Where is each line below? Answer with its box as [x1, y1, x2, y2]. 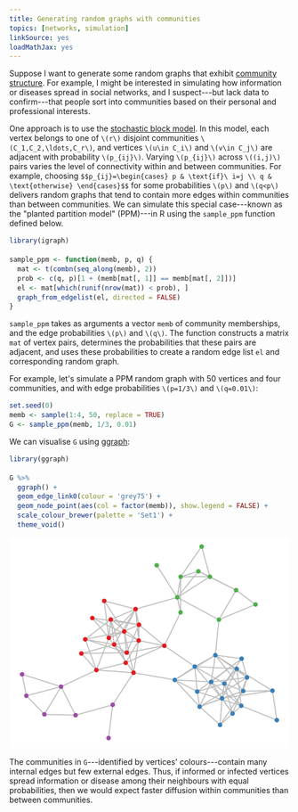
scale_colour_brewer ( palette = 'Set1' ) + [17, 511, 173, 521]
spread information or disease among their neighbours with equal [9, 775, 249, 786]
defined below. [9, 218, 64, 229]
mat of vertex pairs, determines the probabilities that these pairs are [9, 337, 256, 348]
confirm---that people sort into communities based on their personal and [9, 96, 278, 107]
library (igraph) [9, 236, 69, 245]
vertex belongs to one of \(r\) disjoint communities [9, 133, 199, 144]
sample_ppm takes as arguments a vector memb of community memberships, [9, 318, 281, 329]
